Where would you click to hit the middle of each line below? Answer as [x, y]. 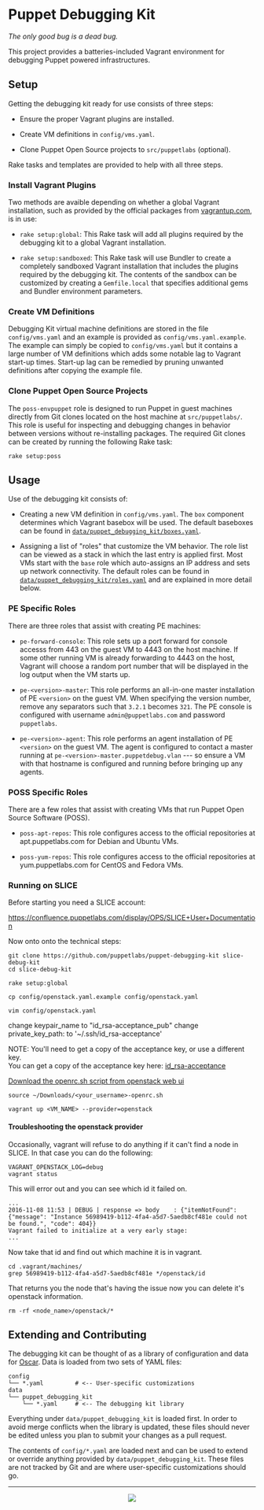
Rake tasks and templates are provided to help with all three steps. [116, 165]
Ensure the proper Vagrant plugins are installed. [97, 119]
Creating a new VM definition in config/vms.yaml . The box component [132, 514]
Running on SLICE [43, 885]
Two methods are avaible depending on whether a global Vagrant [114, 202]
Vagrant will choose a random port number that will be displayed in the [134, 666]
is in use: [23, 219]
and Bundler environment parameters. [81, 291]
